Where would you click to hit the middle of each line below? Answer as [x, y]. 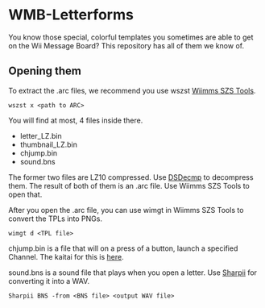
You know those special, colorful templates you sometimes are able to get [131, 37]
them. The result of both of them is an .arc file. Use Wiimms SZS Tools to [129, 185]
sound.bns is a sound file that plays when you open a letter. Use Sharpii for [133, 273]
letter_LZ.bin [41, 135]
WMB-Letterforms [71, 15]
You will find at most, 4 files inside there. [76, 120]
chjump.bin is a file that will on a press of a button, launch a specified [123, 248]
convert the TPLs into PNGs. [56, 219]
